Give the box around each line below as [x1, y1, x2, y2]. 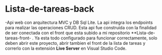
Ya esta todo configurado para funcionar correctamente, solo [35, 35, 158, 41]
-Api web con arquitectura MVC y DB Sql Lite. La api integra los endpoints [5, 19, 153, 25]
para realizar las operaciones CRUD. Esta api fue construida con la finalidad [5, 24, 157, 30]
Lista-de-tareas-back [5, 3, 94, 15]
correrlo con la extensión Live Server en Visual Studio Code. [5, 45, 126, 51]
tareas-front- [5, 35, 32, 41]
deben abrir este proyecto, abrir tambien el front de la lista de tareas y [5, 40, 146, 46]
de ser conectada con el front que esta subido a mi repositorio [5, 30, 130, 36]
